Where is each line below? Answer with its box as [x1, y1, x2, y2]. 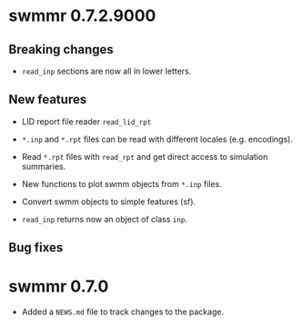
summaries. [21, 161, 66, 172]
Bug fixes [8, 240, 64, 255]
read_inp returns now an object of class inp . [21, 213, 188, 224]
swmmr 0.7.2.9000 [8, 5, 156, 26]
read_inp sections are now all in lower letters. [21, 65, 192, 76]
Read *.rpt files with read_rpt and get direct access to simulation [21, 151, 268, 162]
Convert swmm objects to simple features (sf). [21, 196, 196, 207]
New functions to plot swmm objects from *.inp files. [21, 178, 222, 189]
